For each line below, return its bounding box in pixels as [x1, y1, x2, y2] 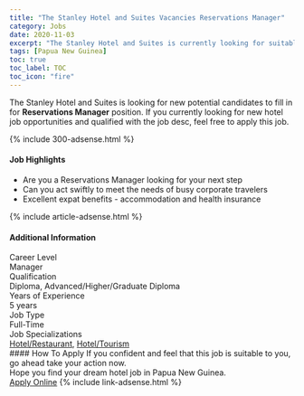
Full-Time [9, 319, 45, 330]
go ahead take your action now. [9, 358, 127, 369]
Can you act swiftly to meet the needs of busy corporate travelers [22, 184, 269, 194]
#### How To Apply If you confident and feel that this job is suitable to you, [9, 348, 291, 359]
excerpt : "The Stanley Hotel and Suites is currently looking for [9, 38, 265, 48]
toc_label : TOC [9, 64, 67, 73]
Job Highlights [9, 155, 66, 165]
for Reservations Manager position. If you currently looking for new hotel [9, 106, 283, 118]
